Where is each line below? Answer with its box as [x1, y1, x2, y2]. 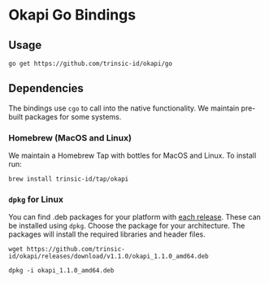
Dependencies [8, 81, 84, 95]
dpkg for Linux [8, 194, 63, 205]
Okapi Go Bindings [8, 6, 137, 24]
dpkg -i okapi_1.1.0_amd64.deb [8, 267, 115, 275]
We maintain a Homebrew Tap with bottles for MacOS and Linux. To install [8, 150, 257, 160]
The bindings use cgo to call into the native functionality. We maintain [8, 103, 240, 113]
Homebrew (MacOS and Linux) [8, 132, 132, 143]
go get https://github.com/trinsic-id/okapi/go [8, 59, 173, 67]
